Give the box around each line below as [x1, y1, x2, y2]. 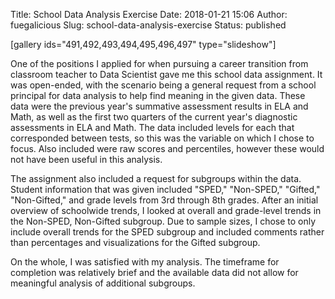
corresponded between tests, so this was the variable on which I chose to [10, 132, 315, 144]
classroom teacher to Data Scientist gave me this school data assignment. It [10, 69, 323, 80]
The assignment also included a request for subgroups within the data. [10, 173, 302, 184]
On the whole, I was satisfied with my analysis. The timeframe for [10, 256, 280, 268]
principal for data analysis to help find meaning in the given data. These [10, 90, 306, 101]
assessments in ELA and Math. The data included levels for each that [10, 122, 295, 133]
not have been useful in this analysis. [10, 154, 163, 165]
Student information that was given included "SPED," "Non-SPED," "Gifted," [10, 184, 321, 195]
